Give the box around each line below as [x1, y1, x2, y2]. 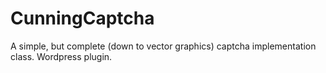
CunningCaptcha [10, 7, 155, 30]
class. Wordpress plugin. [10, 50, 113, 62]
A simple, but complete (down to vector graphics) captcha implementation [10, 40, 317, 52]
